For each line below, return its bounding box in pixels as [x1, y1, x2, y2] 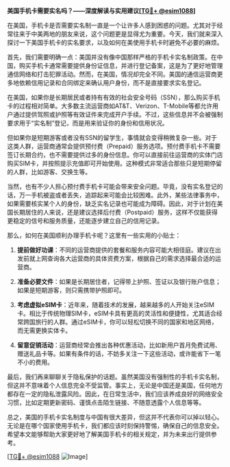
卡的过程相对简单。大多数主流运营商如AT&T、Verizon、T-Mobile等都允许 [7, 102, 213, 110]
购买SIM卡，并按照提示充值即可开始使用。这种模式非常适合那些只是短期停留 [7, 159, 222, 167]
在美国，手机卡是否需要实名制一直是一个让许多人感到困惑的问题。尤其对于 [7, 21, 217, 29]
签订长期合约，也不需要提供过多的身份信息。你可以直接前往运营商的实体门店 [7, 151, 223, 158]
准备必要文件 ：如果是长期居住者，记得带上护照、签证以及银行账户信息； [16, 278, 221, 285]
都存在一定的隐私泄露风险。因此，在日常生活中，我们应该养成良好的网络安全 [7, 390, 223, 398]
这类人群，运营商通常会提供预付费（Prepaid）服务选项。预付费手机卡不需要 [7, 142, 221, 150]
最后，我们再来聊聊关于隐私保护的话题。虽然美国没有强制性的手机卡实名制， [7, 373, 223, 381]
